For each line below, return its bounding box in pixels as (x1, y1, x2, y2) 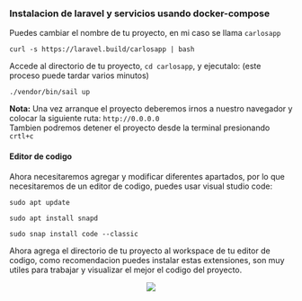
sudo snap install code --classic (9, 229, 139, 238)
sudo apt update (9, 198, 70, 207)
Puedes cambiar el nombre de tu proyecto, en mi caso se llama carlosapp (9, 28, 281, 39)
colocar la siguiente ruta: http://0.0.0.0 (9, 113, 160, 124)
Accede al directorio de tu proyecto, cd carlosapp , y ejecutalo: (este (9, 61, 262, 72)
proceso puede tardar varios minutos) (9, 70, 150, 81)
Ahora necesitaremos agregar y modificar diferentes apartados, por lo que (9, 171, 285, 181)
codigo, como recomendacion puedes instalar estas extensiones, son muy (9, 254, 285, 265)
